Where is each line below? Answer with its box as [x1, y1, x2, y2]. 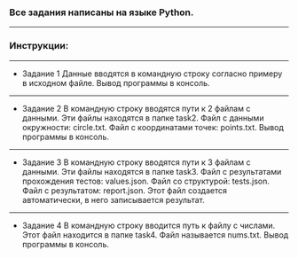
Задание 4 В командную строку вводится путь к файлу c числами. [21, 220, 276, 231]
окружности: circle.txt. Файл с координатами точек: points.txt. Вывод [21, 121, 284, 132]
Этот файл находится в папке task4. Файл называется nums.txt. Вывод [21, 229, 289, 240]
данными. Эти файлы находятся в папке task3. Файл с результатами [21, 166, 282, 176]
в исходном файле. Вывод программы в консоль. [21, 77, 210, 88]
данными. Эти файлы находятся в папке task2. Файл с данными [21, 113, 264, 123]
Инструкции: [9, 40, 69, 52]
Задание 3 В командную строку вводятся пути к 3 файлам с [21, 157, 251, 168]
